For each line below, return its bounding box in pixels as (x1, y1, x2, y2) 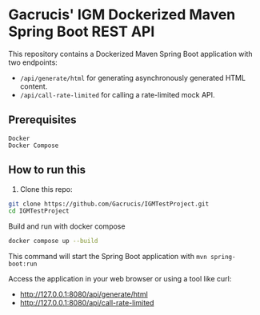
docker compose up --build (8, 237, 98, 245)
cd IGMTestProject (8, 207, 70, 215)
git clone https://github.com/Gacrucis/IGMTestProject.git (8, 200, 210, 208)
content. (19, 82, 48, 91)
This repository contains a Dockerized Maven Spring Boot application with (8, 49, 254, 58)
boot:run (8, 260, 38, 269)
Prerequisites (8, 114, 77, 127)
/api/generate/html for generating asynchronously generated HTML (19, 73, 246, 82)
